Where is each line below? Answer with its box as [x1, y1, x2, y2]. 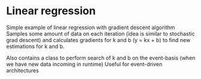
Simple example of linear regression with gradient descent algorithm [6, 24, 175, 31]
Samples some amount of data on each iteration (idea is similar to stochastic [6, 30, 195, 37]
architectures [6, 67, 39, 74]
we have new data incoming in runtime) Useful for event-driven [6, 61, 163, 68]
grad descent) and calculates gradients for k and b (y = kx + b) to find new [6, 36, 191, 43]
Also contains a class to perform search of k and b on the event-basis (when [6, 54, 196, 61]
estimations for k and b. [6, 43, 65, 50]
